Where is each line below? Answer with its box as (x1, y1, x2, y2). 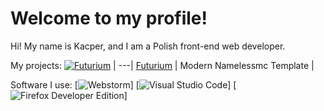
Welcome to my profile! (10, 7, 208, 30)
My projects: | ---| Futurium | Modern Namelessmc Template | (10, 59, 315, 71)
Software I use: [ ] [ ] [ (10, 78, 237, 91)
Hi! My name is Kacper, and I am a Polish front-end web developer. (10, 40, 286, 52)
